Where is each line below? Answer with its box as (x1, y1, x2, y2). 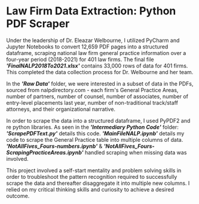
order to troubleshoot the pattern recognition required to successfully (6, 173, 177, 180)
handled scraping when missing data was (84, 148, 187, 156)
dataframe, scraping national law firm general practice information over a (6, 49, 186, 56)
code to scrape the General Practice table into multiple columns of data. (6, 136, 183, 143)
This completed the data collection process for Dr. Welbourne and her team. (6, 68, 194, 75)
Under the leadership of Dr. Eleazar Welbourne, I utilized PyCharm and (6, 36, 180, 44)
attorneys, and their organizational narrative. (6, 105, 115, 112)
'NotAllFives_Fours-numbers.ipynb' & (6, 142, 103, 150)
